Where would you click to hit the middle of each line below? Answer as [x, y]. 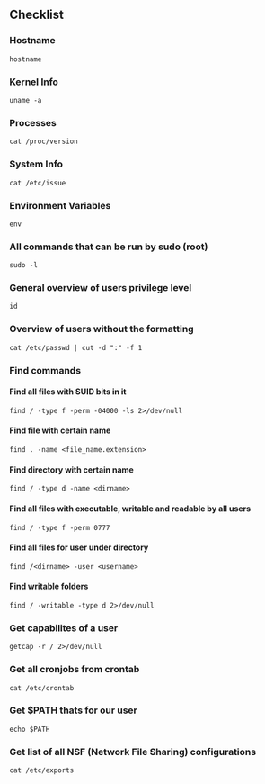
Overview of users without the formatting [102, 329]
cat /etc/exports [42, 770]
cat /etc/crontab [42, 688]
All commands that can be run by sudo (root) [109, 247]
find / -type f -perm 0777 [60, 527]
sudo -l [24, 266]
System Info [36, 164]
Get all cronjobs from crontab [75, 670]
